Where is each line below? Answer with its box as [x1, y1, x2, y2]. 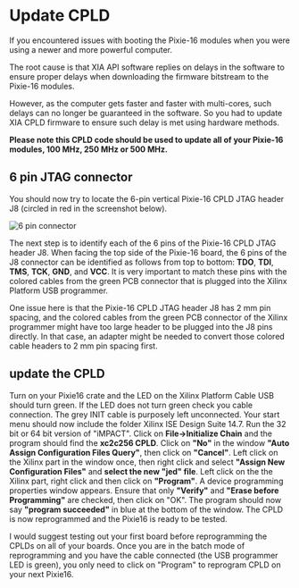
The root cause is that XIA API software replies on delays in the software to [9, 62, 286, 72]
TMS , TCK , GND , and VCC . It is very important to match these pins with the [9, 265, 287, 277]
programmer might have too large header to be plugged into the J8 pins [9, 321, 273, 332]
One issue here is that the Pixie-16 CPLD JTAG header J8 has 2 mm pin [9, 302, 271, 313]
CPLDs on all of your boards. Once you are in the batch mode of [9, 540, 245, 550]
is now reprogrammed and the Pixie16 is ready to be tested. [9, 513, 228, 524]
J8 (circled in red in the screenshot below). [9, 203, 168, 214]
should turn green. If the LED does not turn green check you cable [9, 399, 253, 410]
